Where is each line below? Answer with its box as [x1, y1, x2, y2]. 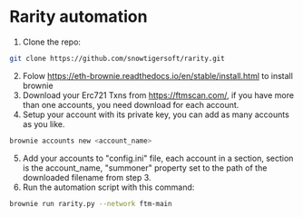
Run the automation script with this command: [22, 182, 195, 192]
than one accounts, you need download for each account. [22, 99, 239, 110]
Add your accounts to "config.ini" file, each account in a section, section [22, 153, 294, 163]
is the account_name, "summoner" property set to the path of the [22, 162, 268, 173]
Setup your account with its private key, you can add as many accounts [22, 109, 290, 120]
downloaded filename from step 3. [22, 172, 151, 182]
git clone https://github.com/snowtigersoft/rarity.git [9, 54, 225, 63]
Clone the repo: [22, 36, 82, 47]
